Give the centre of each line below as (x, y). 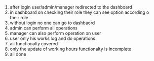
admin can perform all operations (44, 28)
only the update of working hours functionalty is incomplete (71, 49)
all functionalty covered (34, 44)
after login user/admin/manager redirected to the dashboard (71, 7)
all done (18, 54)
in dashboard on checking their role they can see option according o (79, 12)
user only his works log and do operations (53, 38)
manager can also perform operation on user (55, 33)
